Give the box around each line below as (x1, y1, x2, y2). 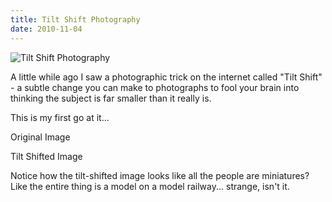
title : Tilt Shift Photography (10, 14, 141, 25)
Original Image (10, 131, 71, 143)
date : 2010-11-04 (10, 24, 83, 34)
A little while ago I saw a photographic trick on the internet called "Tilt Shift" (10, 71, 323, 83)
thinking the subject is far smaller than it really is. (10, 92, 212, 104)
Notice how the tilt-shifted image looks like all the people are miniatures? (10, 169, 310, 181)
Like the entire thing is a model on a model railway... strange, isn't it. (10, 180, 290, 192)
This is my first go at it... (10, 111, 110, 123)
